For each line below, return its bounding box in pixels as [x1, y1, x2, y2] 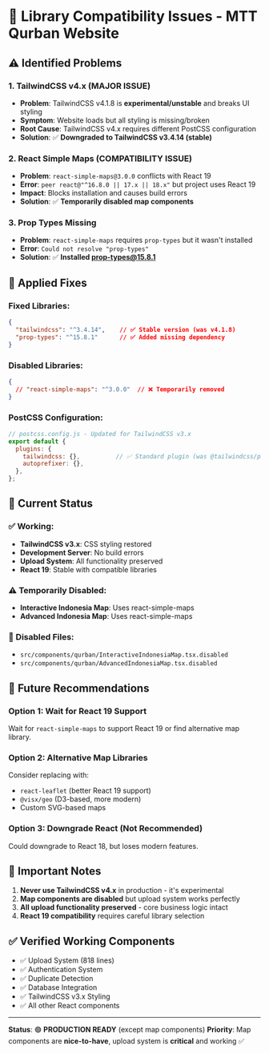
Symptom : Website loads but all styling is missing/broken [19, 115, 211, 125]
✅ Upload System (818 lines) [19, 955, 114, 965]
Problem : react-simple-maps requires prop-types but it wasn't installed [19, 236, 253, 245]
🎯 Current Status [8, 497, 94, 511]
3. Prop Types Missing [8, 217, 97, 228]
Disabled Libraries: [8, 360, 84, 371]
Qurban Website [8, 24, 120, 42]
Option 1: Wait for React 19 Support [8, 705, 147, 717]
